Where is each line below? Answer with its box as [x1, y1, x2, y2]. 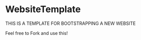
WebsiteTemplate [5, 4, 81, 15]
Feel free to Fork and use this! [5, 30, 68, 36]
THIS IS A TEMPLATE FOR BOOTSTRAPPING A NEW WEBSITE [5, 20, 136, 26]
